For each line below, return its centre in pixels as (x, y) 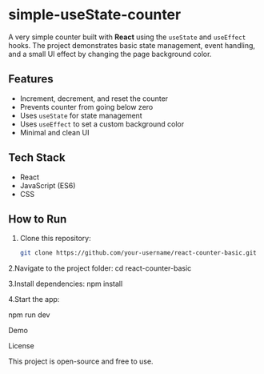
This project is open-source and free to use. (81, 361)
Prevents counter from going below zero (86, 107)
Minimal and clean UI (54, 132)
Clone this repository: (55, 239)
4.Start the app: (34, 300)
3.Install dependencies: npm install (66, 284)
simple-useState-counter (95, 15)
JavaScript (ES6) (48, 185)
